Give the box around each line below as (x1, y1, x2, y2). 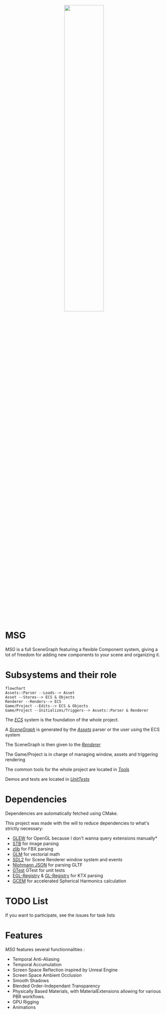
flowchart (5, 686, 26, 691)
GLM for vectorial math (12, 851, 60, 857)
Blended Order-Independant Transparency (12, 983, 100, 989)
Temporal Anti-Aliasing (12, 956, 60, 962)
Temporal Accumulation (12, 961, 61, 967)
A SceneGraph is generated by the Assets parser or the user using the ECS (5, 726, 160, 732)
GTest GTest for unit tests (12, 867, 65, 873)
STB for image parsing (12, 840, 59, 847)
